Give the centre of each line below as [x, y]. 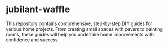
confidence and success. [33, 40]
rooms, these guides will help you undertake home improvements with [80, 34]
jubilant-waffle [38, 9]
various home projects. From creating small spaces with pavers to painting [85, 29]
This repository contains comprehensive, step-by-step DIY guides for [79, 24]
